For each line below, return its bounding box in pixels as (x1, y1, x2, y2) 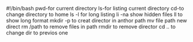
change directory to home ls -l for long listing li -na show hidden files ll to (6, 11, 183, 18)
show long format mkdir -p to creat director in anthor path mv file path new (6, 17, 188, 24)
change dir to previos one (6, 29, 69, 36)
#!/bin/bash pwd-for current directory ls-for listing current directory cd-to (6, 5, 184, 12)
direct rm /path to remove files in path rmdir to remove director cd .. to (6, 23, 176, 30)
